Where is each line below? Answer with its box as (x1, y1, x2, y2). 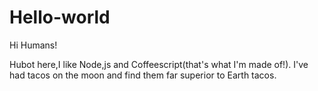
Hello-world (9, 6, 111, 29)
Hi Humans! (9, 39, 58, 51)
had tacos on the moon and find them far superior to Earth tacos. (9, 69, 277, 81)
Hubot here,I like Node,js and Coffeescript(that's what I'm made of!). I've (9, 58, 309, 70)
